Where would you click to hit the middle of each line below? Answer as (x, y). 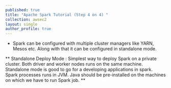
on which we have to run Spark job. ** (45, 80)
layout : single (21, 24)
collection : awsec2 (26, 19)
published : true (22, 10)
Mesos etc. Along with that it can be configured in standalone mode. (84, 49)
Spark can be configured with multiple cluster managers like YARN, (83, 43)
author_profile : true (28, 29)
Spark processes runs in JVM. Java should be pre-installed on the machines (86, 75)
